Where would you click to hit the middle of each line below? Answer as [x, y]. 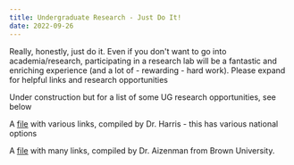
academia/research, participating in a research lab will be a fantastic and [143, 61]
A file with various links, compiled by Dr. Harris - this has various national [144, 124]
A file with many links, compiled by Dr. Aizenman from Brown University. [142, 150]
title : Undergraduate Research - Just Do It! [95, 17]
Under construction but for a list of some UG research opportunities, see [143, 97]
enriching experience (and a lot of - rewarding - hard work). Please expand [147, 70]
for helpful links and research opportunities [88, 79]
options [23, 133]
